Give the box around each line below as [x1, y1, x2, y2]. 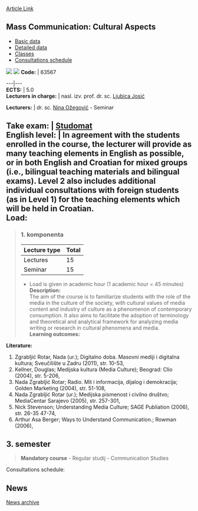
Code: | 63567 [20, 68, 57, 75]
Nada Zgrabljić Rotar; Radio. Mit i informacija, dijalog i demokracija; [14, 378, 178, 385]
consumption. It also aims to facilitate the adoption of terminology [29, 311, 189, 318]
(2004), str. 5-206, [14, 372, 60, 379]
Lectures [23, 255, 48, 264]
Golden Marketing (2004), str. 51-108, [14, 384, 106, 391]
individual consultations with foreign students [6, 185, 179, 195]
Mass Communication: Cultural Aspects [6, 22, 156, 32]
